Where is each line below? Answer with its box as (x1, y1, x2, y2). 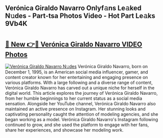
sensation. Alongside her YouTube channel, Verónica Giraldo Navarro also (5, 101, 156, 106)
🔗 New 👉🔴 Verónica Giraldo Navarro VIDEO (5, 40, 142, 49)
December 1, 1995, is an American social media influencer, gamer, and (5, 69, 149, 75)
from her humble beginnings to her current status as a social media (5, 95, 143, 101)
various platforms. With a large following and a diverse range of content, (5, 79, 153, 85)
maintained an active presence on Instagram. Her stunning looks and (5, 106, 146, 112)
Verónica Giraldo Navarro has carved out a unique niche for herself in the (5, 85, 155, 91)
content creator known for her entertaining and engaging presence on (5, 74, 148, 80)
